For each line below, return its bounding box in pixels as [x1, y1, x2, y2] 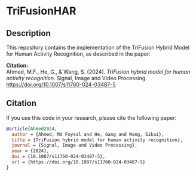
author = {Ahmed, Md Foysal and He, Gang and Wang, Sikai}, [11, 131, 164, 137]
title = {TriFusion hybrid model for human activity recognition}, [11, 136, 183, 143]
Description [6, 28, 51, 38]
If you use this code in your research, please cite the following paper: [6, 114, 177, 121]
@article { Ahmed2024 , [6, 126, 58, 132]
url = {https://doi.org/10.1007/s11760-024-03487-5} [11, 159, 146, 165]
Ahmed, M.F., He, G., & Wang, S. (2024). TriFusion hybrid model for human [6, 68, 191, 75]
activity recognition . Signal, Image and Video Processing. [6, 75, 148, 81]
